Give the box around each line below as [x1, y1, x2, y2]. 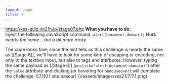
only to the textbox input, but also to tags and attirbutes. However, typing [5, 57, 157, 63]
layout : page [5, 7, 33, 13]
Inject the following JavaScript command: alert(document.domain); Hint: [5, 31, 157, 37]
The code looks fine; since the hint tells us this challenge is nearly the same [5, 46, 163, 52]
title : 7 [5, 12, 24, 17]
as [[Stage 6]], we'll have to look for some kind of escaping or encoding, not [5, 51, 164, 58]
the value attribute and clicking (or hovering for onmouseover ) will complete [5, 67, 160, 73]
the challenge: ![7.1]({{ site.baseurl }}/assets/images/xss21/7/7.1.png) [5, 73, 148, 79]
